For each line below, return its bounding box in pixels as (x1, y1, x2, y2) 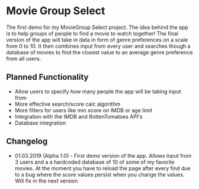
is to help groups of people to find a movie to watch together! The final (6, 30, 179, 37)
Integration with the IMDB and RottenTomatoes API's (14, 113, 143, 120)
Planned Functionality (6, 72, 89, 82)
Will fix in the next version (14, 177, 78, 184)
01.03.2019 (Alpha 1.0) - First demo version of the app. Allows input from (14, 152, 192, 159)
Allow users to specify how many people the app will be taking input (14, 87, 182, 95)
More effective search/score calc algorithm (14, 100, 120, 107)
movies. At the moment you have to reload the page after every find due (14, 164, 191, 172)
